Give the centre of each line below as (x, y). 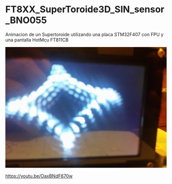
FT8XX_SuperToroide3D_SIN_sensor (85, 9)
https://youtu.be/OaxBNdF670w (39, 176)
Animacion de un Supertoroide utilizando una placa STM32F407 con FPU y (84, 34)
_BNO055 (26, 20)
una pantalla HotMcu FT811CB (37, 40)
